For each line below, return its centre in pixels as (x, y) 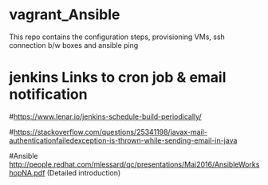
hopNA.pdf (27, 172)
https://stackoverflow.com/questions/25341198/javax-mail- (110, 132)
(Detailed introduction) (84, 172)
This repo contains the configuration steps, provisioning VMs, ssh (117, 37)
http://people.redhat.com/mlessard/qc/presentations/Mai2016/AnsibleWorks (134, 164)
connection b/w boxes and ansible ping (74, 45)
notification (48, 94)
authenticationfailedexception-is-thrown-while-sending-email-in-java (123, 140)
